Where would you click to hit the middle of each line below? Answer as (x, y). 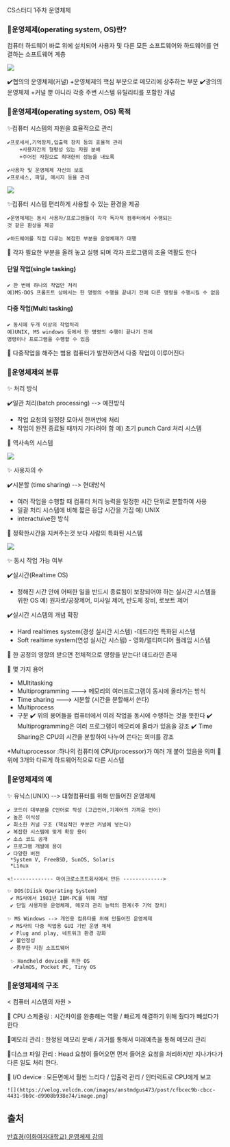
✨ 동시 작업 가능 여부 (35, 561)
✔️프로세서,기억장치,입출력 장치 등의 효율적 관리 (65, 142)
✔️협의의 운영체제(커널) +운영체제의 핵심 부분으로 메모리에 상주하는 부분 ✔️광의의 (115, 81)
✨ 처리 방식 (22, 388)
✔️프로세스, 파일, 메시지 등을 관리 (49, 177)
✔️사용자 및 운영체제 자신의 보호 (46, 170)
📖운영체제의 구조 (33, 985)
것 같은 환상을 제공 (30, 225)
